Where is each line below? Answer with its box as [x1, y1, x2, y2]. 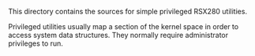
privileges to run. [8, 39, 63, 48]
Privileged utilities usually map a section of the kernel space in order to [8, 22, 239, 31]
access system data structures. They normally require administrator [8, 31, 229, 39]
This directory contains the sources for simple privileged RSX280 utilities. [8, 7, 247, 16]
